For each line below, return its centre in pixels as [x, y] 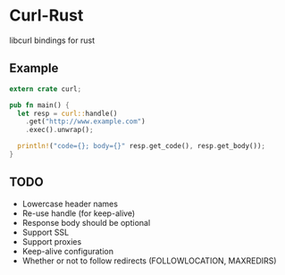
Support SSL [46, 232]
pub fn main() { [39, 105]
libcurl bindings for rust [52, 40]
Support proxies [52, 241]
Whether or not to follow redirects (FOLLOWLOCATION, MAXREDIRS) [149, 261]
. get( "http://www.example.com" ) [85, 121]
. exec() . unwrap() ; [59, 130]
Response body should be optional [86, 222]
